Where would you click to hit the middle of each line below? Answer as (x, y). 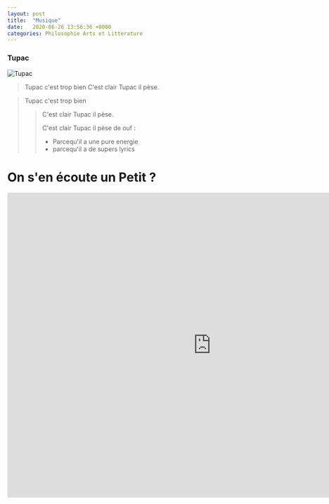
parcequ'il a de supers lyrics (93, 149)
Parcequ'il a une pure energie (95, 141)
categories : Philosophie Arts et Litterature (75, 33)
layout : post (26, 14)
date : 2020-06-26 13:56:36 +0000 (59, 27)
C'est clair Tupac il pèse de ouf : (89, 128)
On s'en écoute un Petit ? (82, 177)
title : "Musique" (34, 20)
